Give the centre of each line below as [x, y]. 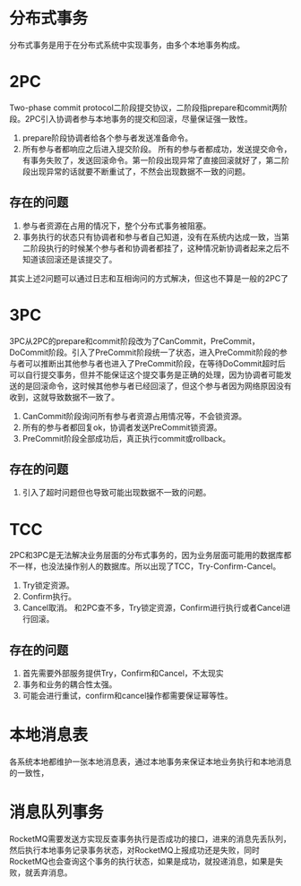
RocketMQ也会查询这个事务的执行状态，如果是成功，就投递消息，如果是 [142, 862]
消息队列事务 [57, 813]
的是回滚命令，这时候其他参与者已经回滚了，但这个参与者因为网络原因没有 [154, 385]
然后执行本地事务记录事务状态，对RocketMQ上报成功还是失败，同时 [134, 850]
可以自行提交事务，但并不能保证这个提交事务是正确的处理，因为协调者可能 [146, 374]
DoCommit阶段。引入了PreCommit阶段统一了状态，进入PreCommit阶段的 [145, 352]
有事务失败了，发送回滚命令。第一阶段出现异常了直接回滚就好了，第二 [152, 160]
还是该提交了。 [89, 259]
